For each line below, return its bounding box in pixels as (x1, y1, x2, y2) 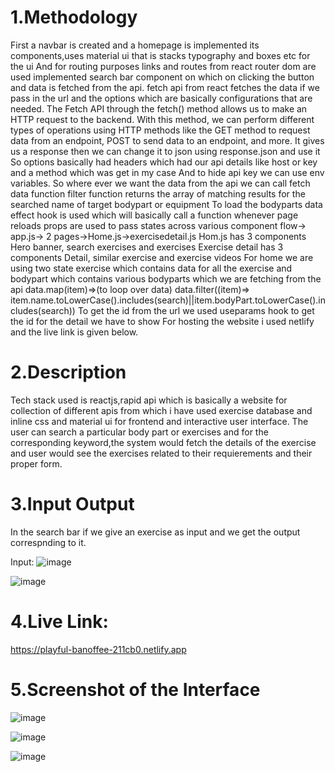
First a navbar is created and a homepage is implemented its (10, 39, 260, 51)
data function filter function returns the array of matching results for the (10, 187, 306, 200)
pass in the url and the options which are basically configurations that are (10, 92, 313, 104)
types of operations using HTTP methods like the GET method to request (10, 124, 311, 136)
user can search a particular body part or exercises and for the (10, 426, 269, 438)
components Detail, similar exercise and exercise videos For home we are (10, 251, 314, 263)
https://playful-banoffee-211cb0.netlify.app (10, 643, 187, 655)
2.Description (10, 361, 127, 384)
